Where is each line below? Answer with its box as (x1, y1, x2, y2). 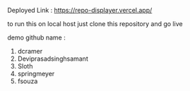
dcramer (17, 47, 43, 55)
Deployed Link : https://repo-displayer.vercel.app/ (7, 6, 153, 14)
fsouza (17, 77, 38, 85)
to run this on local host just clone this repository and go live (7, 20, 183, 28)
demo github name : (7, 33, 66, 42)
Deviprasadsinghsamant (17, 54, 88, 63)
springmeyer (17, 70, 55, 78)
